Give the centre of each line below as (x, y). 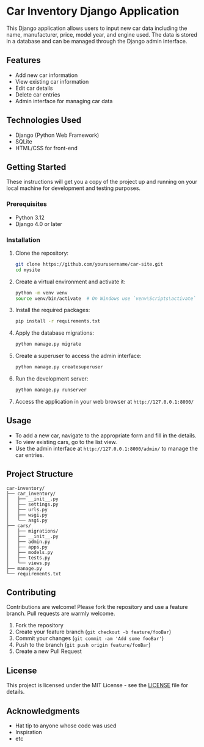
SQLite (24, 141)
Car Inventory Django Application (93, 11)
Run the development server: (52, 379)
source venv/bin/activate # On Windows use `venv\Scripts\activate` (106, 298)
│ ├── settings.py (33, 504)
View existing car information (52, 81)
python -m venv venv (41, 293)
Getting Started (36, 167)
